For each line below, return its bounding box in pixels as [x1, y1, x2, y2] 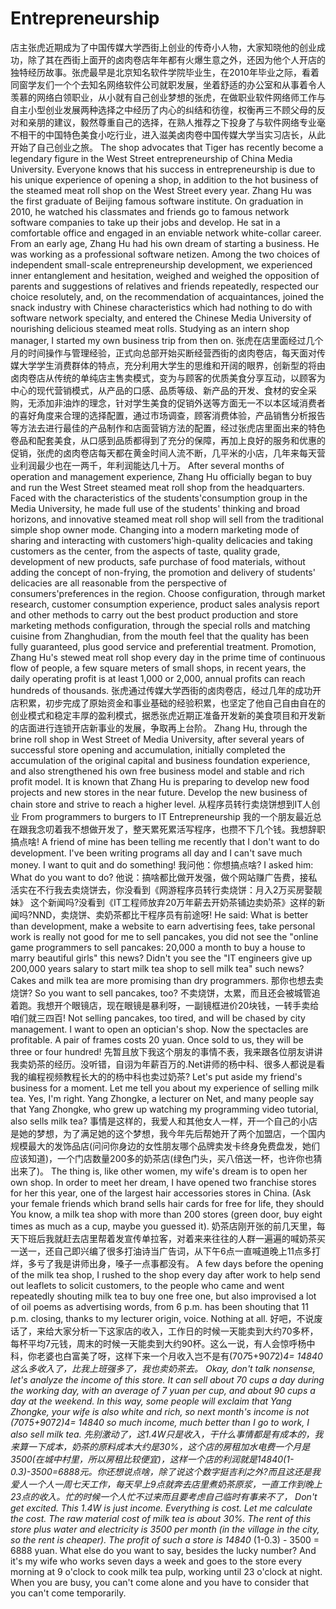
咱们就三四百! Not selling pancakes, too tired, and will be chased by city [10, 1012, 306, 1024]
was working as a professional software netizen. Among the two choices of [10, 248, 321, 260]
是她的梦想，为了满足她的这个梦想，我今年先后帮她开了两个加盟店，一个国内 [10, 1127, 326, 1139]
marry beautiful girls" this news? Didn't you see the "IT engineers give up [10, 952, 313, 964]
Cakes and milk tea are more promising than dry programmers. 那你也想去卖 [10, 974, 324, 986]
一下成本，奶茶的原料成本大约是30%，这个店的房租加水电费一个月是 [27, 1440, 311, 1452]
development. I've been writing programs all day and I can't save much [10, 847, 303, 859]
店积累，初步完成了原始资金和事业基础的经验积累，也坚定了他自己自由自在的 [10, 697, 326, 709]
